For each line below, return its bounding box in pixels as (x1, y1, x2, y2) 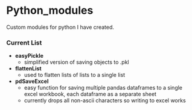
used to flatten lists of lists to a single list (24, 72, 126, 79)
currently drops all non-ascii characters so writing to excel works (24, 97, 186, 104)
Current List (6, 38, 42, 47)
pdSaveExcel (14, 78, 49, 85)
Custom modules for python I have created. (6, 23, 115, 31)
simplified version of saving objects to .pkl (24, 58, 130, 66)
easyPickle (14, 52, 44, 60)
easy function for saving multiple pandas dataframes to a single (24, 84, 183, 91)
